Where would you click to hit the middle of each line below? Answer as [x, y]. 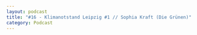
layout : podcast [27, 12]
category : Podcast [29, 23]
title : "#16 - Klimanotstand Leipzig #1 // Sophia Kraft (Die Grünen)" [99, 17]
